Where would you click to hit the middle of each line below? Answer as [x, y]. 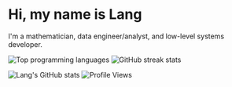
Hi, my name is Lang [75, 14]
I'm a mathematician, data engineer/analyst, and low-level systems [116, 36]
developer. [26, 44]
